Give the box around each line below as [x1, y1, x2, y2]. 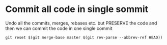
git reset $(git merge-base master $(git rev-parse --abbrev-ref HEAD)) [5, 35, 163, 40]
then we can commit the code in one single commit [5, 25, 113, 31]
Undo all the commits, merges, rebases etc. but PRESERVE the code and [5, 20, 157, 26]
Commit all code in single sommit [5, 3, 149, 15]
